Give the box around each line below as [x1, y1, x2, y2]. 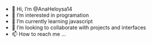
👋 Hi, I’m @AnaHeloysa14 [11, 6, 72, 12]
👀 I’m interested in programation [11, 12, 89, 19]
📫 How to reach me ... [11, 31, 66, 37]
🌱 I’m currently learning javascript [11, 18, 93, 24]
